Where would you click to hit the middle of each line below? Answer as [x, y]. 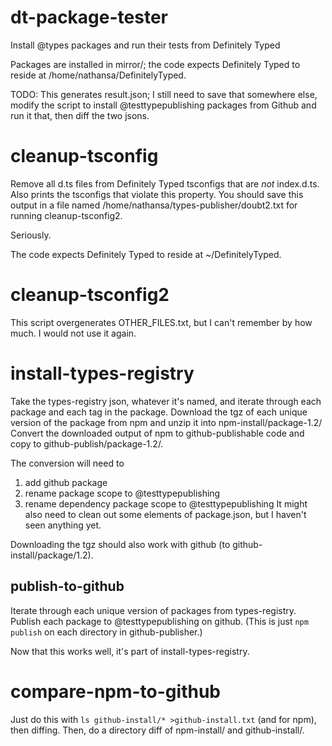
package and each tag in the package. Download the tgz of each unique [159, 412]
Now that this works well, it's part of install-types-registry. [130, 651]
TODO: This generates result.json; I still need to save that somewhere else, [164, 94]
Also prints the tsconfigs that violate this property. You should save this [157, 194]
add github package [66, 482]
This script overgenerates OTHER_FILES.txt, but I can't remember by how [161, 322]
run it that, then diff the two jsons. [80, 115]
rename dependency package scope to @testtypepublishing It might [166, 503]
